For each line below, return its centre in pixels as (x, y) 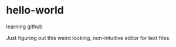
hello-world (35, 10)
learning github (24, 26)
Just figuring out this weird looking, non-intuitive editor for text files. (89, 38)
